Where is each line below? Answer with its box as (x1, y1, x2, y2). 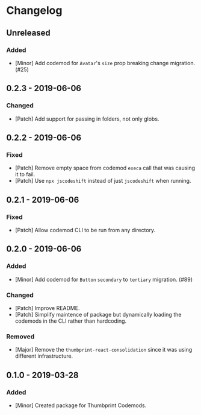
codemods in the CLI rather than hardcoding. (14, 317, 127, 325)
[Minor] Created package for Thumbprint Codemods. (14, 402, 147, 409)
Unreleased (6, 28, 51, 38)
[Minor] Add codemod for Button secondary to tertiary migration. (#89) (14, 276, 193, 283)
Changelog (6, 4, 63, 17)
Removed (6, 332, 35, 341)
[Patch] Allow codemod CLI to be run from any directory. (14, 226, 156, 233)
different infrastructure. (14, 352, 73, 360)
